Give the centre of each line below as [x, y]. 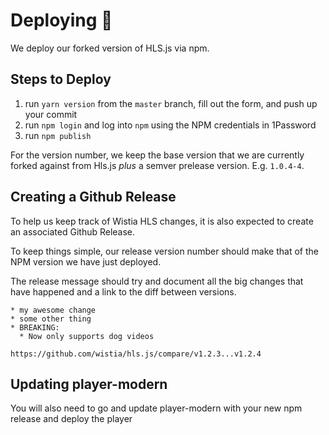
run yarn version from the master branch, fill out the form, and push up [171, 103]
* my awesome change [53, 310]
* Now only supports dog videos [87, 336]
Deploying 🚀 [61, 20]
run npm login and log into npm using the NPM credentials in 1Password [170, 125]
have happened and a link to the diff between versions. [123, 291]
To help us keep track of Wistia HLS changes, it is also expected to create [162, 221]
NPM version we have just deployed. [86, 261]
